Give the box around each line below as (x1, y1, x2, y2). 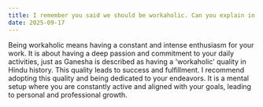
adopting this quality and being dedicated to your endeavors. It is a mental (8, 73, 250, 83)
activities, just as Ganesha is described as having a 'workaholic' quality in (8, 56, 246, 66)
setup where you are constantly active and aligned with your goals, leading (8, 81, 252, 91)
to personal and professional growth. (8, 90, 128, 99)
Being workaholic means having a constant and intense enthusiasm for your (8, 40, 254, 49)
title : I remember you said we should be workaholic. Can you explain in (8, 11, 256, 20)
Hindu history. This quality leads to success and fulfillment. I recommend (8, 65, 245, 74)
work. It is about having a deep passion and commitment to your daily (8, 48, 235, 58)
